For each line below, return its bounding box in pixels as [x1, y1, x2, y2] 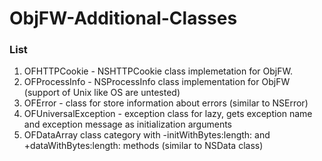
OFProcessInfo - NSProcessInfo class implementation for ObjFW [23, 76, 291, 88]
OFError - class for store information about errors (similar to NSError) [23, 97, 309, 109]
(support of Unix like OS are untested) [23, 87, 181, 99]
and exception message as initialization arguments [23, 118, 232, 131]
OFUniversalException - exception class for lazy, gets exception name [23, 108, 313, 120]
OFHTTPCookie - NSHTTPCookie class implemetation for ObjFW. [23, 65, 293, 77]
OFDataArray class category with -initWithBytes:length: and [23, 129, 271, 141]
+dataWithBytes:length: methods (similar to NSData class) [23, 140, 264, 152]
